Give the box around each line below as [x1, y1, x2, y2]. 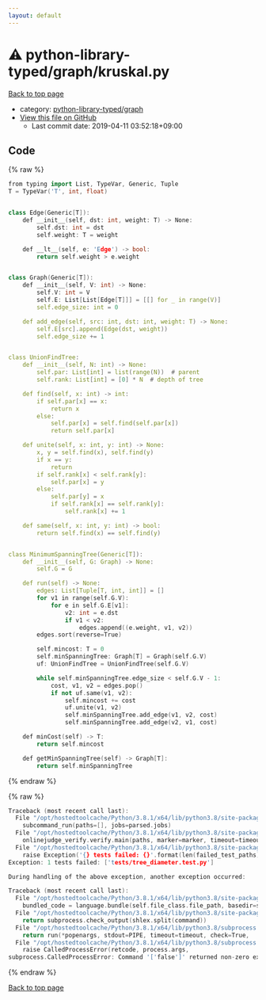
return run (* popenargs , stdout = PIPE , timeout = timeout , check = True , [22, 931, 249, 939]
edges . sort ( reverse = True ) [36, 631, 123, 639]
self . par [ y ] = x [50, 493, 104, 501]
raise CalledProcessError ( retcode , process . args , [22, 946, 190, 954]
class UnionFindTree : [8, 353, 80, 361]
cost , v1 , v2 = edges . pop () [50, 681, 144, 689]
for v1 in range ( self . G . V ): [36, 594, 129, 602]
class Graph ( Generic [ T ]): [8, 274, 93, 282]
